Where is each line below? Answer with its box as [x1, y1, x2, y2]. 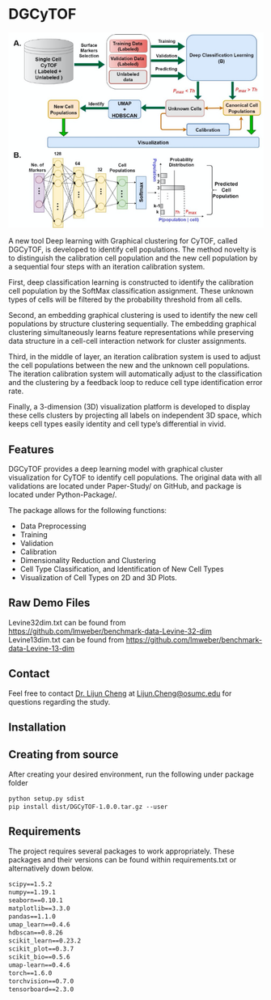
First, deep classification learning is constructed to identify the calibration [8, 278, 254, 287]
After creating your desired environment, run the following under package [8, 769, 255, 779]
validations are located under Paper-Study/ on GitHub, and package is [8, 481, 242, 491]
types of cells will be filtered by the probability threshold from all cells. [8, 294, 243, 304]
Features [8, 443, 54, 456]
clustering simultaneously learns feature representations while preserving [8, 328, 254, 337]
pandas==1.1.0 [8, 912, 57, 921]
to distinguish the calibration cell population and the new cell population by [8, 253, 258, 263]
